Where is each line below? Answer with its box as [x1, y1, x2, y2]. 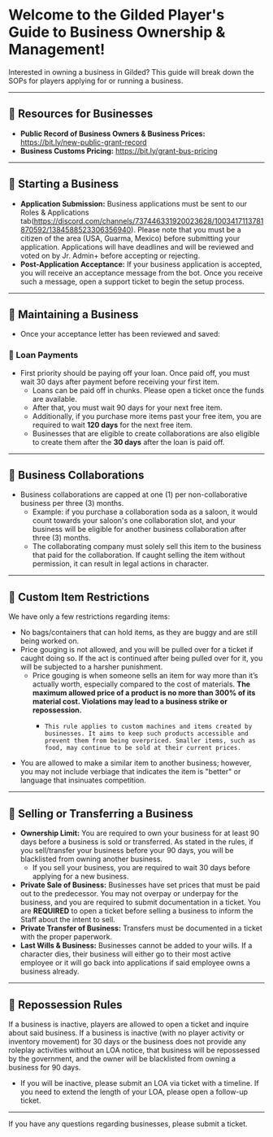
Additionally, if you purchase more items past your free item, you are [32, 411, 262, 420]
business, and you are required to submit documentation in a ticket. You [19, 897, 262, 908]
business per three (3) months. [19, 499, 124, 508]
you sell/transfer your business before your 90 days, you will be [19, 846, 234, 856]
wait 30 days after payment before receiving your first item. [19, 377, 220, 386]
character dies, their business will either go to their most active [19, 949, 232, 959]
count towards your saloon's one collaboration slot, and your [32, 516, 236, 525]
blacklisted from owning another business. [19, 854, 163, 864]
